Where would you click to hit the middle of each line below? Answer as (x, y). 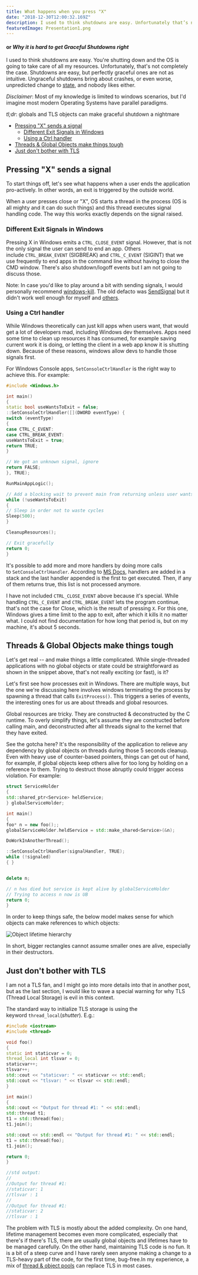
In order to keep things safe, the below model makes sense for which (90, 917)
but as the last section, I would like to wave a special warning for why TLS (96, 991)
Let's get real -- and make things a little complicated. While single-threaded (98, 660)
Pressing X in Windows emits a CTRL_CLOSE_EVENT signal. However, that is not (99, 242)
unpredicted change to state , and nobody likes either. (71, 85)
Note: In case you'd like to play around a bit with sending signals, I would (94, 285)
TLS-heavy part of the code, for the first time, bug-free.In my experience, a (98, 1260)
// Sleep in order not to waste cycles (55, 511)
